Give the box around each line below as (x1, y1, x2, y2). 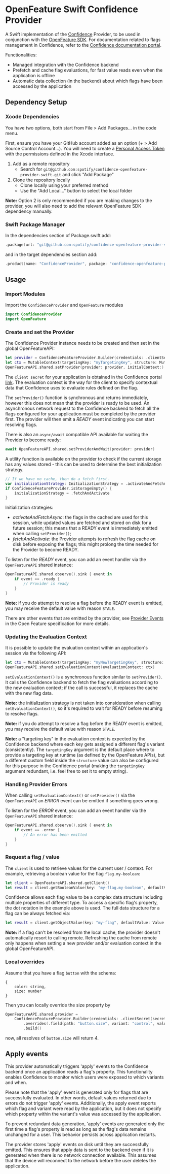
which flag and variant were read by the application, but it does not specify (5, 1105, 162, 1112)
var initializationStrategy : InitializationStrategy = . (5, 481, 128, 486)
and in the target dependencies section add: (5, 251, 98, 257)
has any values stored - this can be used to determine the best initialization (5, 461, 162, 467)
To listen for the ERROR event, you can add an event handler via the (5, 807, 146, 813)
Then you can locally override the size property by (5, 1002, 110, 1008)
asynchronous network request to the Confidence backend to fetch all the (5, 405, 159, 412)
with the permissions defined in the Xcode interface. (5, 151, 115, 157)
